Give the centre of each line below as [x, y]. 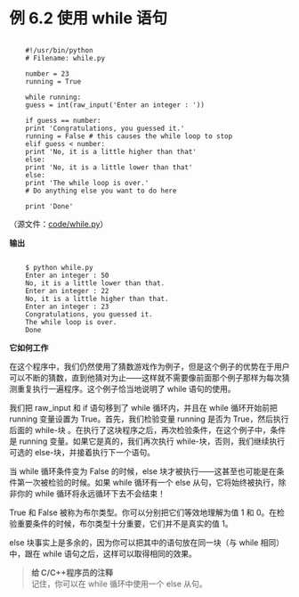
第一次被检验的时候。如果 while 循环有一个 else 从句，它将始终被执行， [147, 482]
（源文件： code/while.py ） [59, 224]
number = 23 [47, 74]
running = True [53, 81]
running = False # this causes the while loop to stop [129, 136]
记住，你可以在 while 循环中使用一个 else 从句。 [119, 584]
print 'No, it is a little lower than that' [109, 167]
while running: [53, 97]
